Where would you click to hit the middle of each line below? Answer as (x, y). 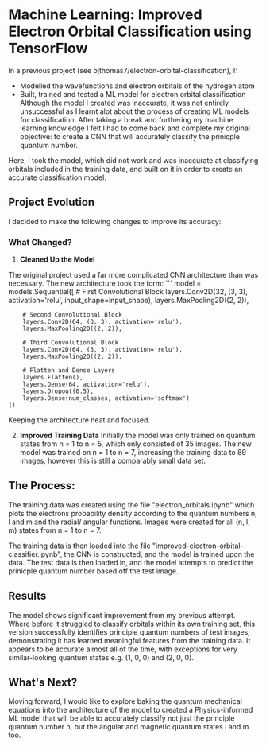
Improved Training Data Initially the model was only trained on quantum (137, 436)
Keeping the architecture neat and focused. (79, 420)
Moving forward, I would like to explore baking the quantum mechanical (125, 701)
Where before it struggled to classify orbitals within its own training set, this (132, 624)
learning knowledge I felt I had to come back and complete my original (135, 128)
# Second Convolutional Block (73, 315)
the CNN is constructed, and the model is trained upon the (159, 554)
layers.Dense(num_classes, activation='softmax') (106, 398)
